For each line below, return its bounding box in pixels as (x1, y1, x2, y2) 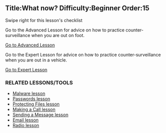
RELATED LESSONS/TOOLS (5, 79, 73, 86)
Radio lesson (12, 122, 39, 128)
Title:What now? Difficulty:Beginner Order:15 (5, 4, 149, 12)
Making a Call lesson (12, 106, 56, 112)
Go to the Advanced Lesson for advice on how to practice (5, 27, 125, 33)
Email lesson (12, 117, 39, 123)
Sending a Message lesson (12, 112, 69, 118)
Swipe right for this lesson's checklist (5, 17, 83, 23)
